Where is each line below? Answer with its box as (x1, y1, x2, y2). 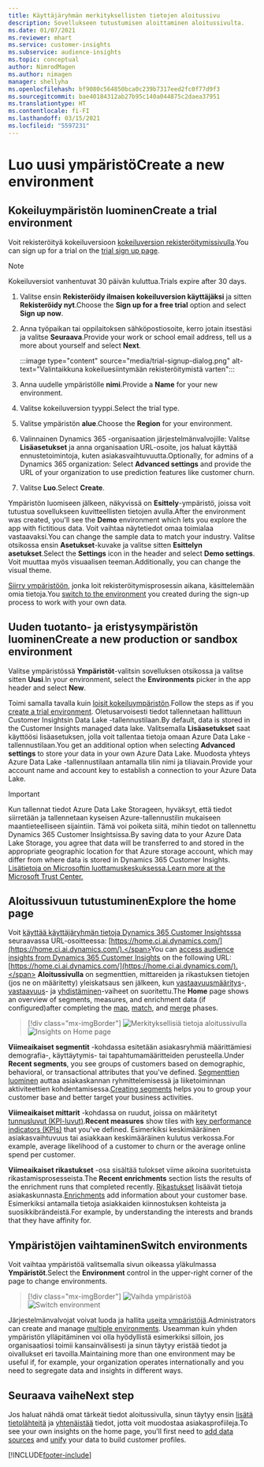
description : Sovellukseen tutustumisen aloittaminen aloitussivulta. (8, 19, 245, 27)
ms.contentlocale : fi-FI (8, 107, 90, 115)
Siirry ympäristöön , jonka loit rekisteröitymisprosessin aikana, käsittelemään (8, 580, 255, 590)
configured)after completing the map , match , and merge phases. (8, 1003, 218, 1013)
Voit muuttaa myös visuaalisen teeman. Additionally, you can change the (8, 556, 242, 566)
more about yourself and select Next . (19, 341, 142, 350)
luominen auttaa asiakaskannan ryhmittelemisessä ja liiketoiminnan (8, 1076, 226, 1085)
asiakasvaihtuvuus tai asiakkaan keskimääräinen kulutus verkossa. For (8, 1133, 235, 1143)
